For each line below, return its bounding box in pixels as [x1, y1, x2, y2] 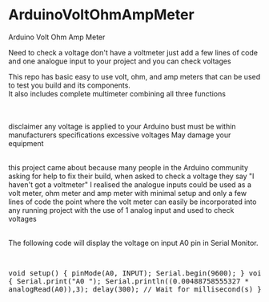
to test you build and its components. [8, 80, 130, 90]
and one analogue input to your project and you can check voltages [8, 56, 231, 66]
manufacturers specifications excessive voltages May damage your [8, 130, 231, 140]
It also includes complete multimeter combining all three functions [8, 88, 227, 98]
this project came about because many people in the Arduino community [8, 162, 249, 172]
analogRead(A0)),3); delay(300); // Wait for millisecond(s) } [8, 284, 262, 294]
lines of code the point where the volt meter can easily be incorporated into [8, 197, 257, 206]
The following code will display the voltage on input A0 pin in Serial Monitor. [8, 238, 259, 247]
